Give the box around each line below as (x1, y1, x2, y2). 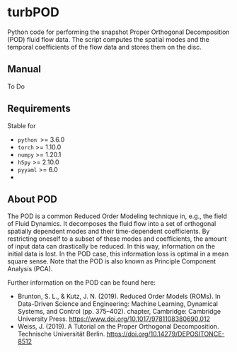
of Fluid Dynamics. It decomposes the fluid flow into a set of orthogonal (7, 220, 216, 228)
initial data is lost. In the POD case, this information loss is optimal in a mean (7, 249, 229, 259)
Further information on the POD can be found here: (7, 278, 156, 287)
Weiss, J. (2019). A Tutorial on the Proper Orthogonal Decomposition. (17, 322, 219, 331)
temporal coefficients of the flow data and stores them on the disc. (7, 42, 202, 51)
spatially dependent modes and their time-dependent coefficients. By (7, 227, 210, 236)
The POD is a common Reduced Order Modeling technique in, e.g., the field (7, 212, 228, 220)
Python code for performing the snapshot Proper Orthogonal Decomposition (7, 28, 230, 36)
